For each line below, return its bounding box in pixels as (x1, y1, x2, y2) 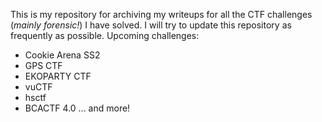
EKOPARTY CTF (24, 70, 92, 82)
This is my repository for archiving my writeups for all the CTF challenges (10, 9, 313, 20)
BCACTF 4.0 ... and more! (24, 102, 131, 114)
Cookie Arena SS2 (24, 49, 101, 61)
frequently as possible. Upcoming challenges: (10, 30, 200, 41)
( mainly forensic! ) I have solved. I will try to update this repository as (10, 19, 292, 31)
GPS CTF (24, 60, 63, 71)
